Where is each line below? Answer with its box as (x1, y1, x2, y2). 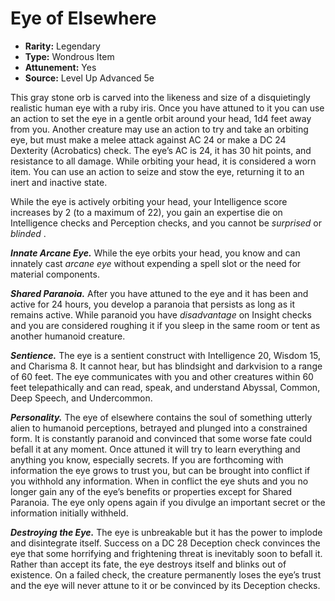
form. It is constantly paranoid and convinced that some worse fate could (10, 432, 313, 444)
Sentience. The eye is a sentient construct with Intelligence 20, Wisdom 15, (10, 349, 322, 361)
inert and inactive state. (10, 176, 108, 188)
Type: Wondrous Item (24, 50, 115, 62)
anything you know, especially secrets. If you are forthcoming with (10, 453, 284, 466)
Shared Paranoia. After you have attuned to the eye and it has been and (10, 287, 309, 299)
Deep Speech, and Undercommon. (10, 392, 153, 404)
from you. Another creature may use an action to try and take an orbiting (10, 123, 309, 135)
